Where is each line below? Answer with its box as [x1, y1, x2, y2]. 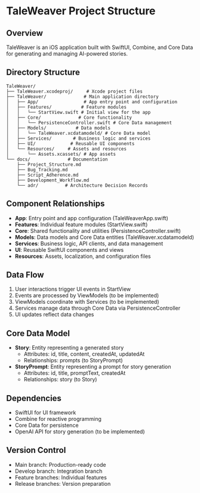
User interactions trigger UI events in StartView [14, 285, 131, 293]
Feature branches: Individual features [14, 473, 107, 481]
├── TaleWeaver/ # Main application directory [6, 94, 159, 100]
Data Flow [6, 270, 44, 280]
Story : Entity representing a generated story [14, 344, 124, 352]
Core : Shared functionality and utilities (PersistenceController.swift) [14, 227, 181, 234]
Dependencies [6, 393, 61, 403]
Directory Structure [6, 67, 81, 78]
